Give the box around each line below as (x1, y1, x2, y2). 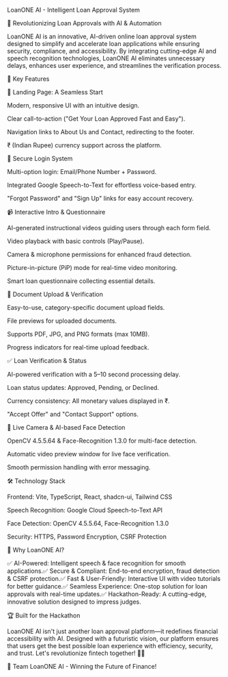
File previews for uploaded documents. (7, 317, 117, 325)
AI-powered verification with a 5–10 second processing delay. (7, 370, 181, 378)
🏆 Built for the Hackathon (7, 611, 81, 619)
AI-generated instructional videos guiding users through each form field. (7, 224, 211, 232)
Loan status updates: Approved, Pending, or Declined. (7, 384, 159, 391)
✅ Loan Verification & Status (7, 356, 87, 365)
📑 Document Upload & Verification (7, 291, 104, 298)
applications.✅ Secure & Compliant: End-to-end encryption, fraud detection (7, 567, 220, 575)
